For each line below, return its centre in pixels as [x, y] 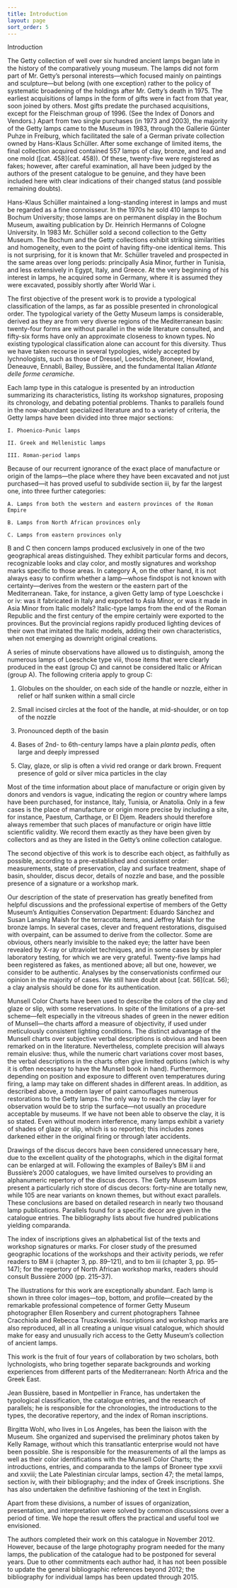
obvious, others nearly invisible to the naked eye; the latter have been [109, 943]
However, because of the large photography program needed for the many [116, 1547]
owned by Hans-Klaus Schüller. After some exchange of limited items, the [115, 144]
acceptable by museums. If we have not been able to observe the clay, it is [116, 1114]
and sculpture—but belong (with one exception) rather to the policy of [109, 84]
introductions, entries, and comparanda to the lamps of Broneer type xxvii [115, 1467]
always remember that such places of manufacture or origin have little [109, 824]
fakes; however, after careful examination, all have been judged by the [110, 166]
